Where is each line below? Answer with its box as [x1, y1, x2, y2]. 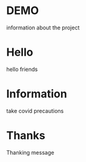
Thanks [6, 129, 46, 142]
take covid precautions [6, 107, 64, 114]
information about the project [6, 24, 80, 31]
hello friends [6, 65, 38, 73]
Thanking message [6, 149, 55, 156]
